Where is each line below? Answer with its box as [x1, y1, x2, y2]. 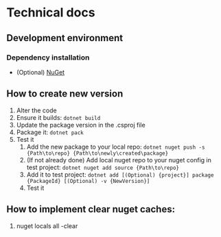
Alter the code [16, 106, 57, 114]
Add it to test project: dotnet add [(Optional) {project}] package [26, 170, 214, 179]
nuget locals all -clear [16, 221, 78, 230]
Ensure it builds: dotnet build [16, 113, 101, 121]
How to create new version [6, 88, 124, 100]
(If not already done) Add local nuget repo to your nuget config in [26, 155, 212, 164]
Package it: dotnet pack [16, 128, 84, 136]
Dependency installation [6, 53, 90, 62]
